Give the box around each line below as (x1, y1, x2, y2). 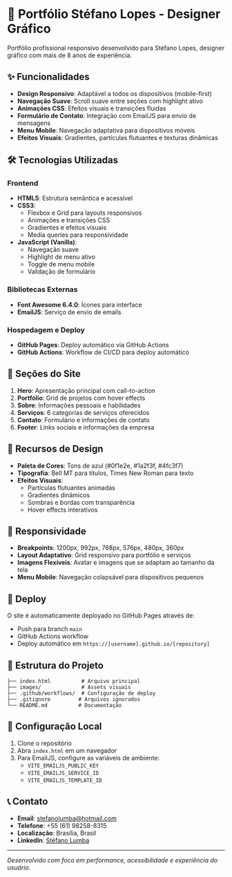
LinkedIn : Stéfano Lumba (17, 836, 90, 845)
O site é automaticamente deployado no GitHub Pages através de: (7, 611, 195, 620)
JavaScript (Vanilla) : (17, 238, 77, 247)
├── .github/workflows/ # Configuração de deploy (7, 690, 156, 697)
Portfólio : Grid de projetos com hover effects (17, 394, 146, 402)
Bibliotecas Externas (7, 285, 78, 294)
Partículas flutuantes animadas (27, 483, 115, 492)
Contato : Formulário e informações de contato (17, 416, 150, 424)
